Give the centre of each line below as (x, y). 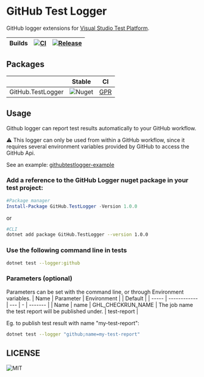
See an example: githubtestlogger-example (60, 164)
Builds (19, 43)
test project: (25, 188)
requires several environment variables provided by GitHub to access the (98, 146)
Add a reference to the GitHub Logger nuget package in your (97, 180)
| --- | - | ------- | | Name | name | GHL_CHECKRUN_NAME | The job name (100, 305)
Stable (82, 82)
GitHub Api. (21, 153)
